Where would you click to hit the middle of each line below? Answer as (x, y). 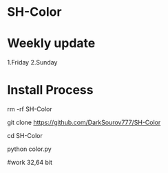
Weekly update (51, 44)
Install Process (50, 90)
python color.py (29, 149)
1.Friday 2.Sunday (32, 62)
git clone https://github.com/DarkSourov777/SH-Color (84, 123)
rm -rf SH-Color (30, 109)
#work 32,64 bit (30, 163)
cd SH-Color (25, 136)
